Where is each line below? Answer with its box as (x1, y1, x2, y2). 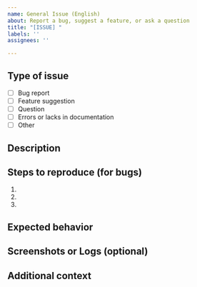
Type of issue (7, 69, 69, 82)
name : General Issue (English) (7, 10, 101, 18)
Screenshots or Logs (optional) (7, 246, 148, 258)
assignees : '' (7, 37, 50, 44)
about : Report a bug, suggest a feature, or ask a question (7, 17, 191, 24)
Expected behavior (7, 221, 94, 233)
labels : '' (7, 30, 40, 38)
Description (7, 142, 61, 154)
